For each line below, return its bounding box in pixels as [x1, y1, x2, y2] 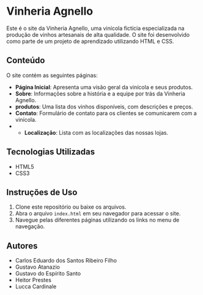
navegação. [15, 223, 45, 230]
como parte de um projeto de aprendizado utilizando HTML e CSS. [6, 37, 174, 45]
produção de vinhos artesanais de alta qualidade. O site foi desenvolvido [6, 31, 190, 38]
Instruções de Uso [6, 187, 78, 197]
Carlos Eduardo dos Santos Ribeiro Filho [15, 257, 117, 264]
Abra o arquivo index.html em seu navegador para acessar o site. [15, 210, 181, 217]
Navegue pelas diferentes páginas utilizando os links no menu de [15, 216, 180, 224]
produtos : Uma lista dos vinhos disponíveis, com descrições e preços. [15, 103, 193, 110]
